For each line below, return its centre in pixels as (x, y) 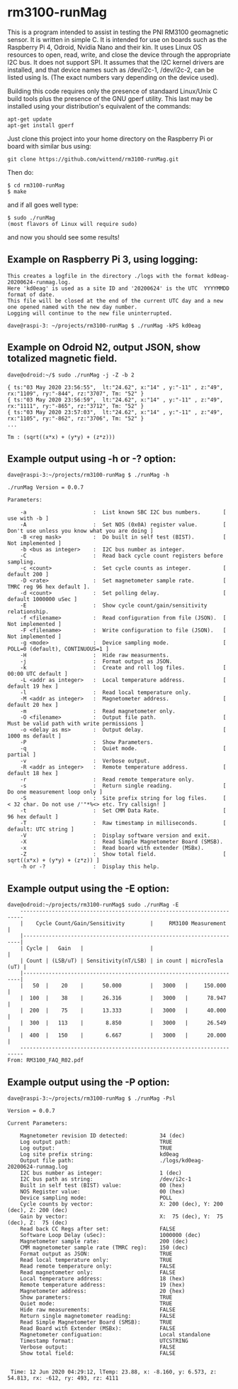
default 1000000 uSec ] (42, 600)
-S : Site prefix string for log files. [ (123, 799)
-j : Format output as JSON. (96, 661)
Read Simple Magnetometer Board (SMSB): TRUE (96, 1322)
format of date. (31, 294)
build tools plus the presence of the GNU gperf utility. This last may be (110, 98)
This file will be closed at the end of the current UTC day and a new (115, 301)
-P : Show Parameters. (87, 742)
